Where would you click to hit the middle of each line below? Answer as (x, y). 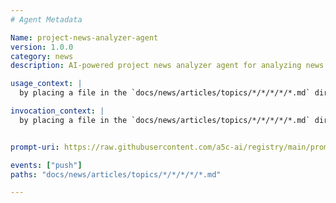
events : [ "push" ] (46, 165)
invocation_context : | (57, 111)
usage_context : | (46, 84)
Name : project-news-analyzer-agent (84, 37)
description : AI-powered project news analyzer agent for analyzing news (167, 66)
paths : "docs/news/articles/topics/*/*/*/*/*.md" (116, 174)
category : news (42, 56)
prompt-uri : (35, 147)
